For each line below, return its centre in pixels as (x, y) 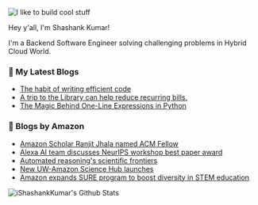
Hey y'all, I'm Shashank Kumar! (59, 27)
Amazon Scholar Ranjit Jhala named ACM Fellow (99, 143)
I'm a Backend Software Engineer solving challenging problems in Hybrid (128, 43)
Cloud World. (30, 51)
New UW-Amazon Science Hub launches (87, 169)
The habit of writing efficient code (75, 89)
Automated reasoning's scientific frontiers (89, 160)
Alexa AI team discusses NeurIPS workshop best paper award (121, 152)
